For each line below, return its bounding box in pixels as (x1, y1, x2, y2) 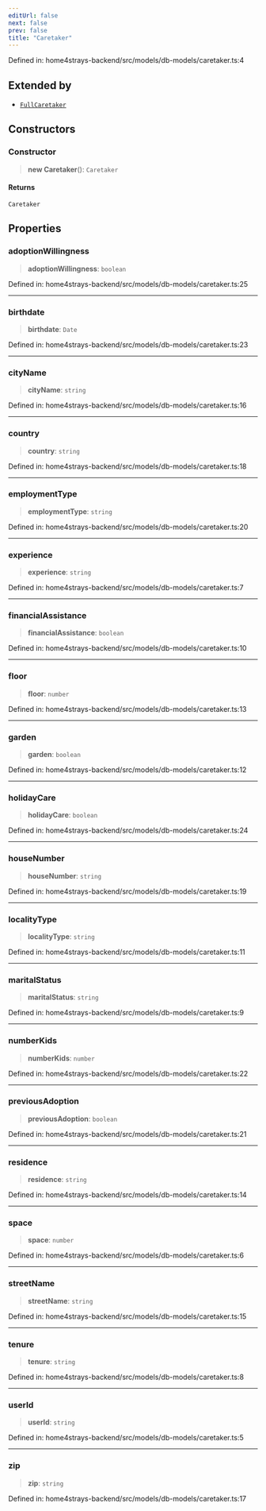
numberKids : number (27, 1053, 95, 1063)
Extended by (8, 79, 72, 92)
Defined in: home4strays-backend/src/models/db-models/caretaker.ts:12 (8, 765, 247, 775)
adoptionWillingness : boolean (27, 264, 127, 273)
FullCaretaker (19, 101, 66, 110)
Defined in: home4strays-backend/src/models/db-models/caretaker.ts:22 (8, 1069, 249, 1078)
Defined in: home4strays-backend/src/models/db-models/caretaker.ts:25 (8, 279, 249, 288)
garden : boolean (27, 750, 82, 759)
